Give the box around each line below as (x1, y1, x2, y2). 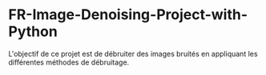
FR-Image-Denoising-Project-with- (8, 6, 248, 24)
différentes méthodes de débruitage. (8, 57, 130, 67)
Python (8, 22, 58, 41)
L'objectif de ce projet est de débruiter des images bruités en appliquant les (8, 49, 258, 58)
